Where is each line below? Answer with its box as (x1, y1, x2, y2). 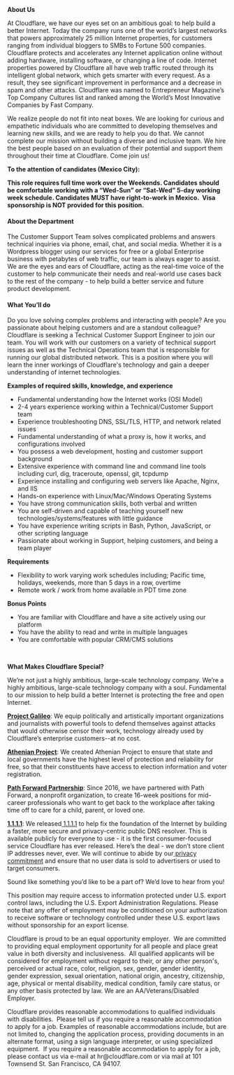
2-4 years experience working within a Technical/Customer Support (17, 402, 214, 411)
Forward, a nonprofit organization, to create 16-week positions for (7, 791, 197, 799)
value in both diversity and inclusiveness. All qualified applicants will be (7, 950, 215, 958)
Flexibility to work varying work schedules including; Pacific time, (17, 571, 206, 579)
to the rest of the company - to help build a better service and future (7, 277, 204, 286)
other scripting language (17, 529, 89, 537)
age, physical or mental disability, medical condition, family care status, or (7, 979, 220, 988)
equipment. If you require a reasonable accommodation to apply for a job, (7, 1045, 221, 1053)
